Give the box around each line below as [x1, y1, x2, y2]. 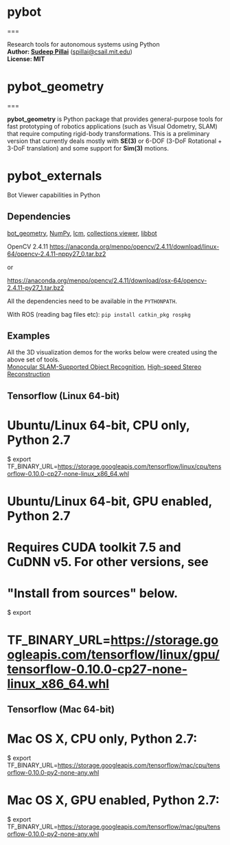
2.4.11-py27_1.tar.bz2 [7, 283, 65, 292]
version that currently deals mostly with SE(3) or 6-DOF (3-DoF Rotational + [7, 137, 222, 145]
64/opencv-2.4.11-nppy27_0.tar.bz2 [7, 249, 106, 258]
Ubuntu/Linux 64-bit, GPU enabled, [7, 493, 213, 509]
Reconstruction [7, 370, 50, 379]
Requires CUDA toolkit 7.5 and [7, 540, 181, 555]
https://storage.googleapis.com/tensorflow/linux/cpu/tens [57, 462, 222, 471]
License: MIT [7, 54, 45, 63]
